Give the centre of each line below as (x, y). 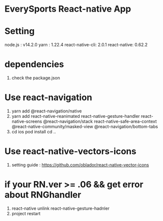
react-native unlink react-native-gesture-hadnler (61, 208)
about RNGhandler (43, 195)
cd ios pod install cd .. (34, 132)
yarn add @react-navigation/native (47, 111)
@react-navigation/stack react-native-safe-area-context (100, 121)
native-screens (27, 121)
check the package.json (36, 78)
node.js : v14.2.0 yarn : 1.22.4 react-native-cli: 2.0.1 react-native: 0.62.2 (76, 45)
